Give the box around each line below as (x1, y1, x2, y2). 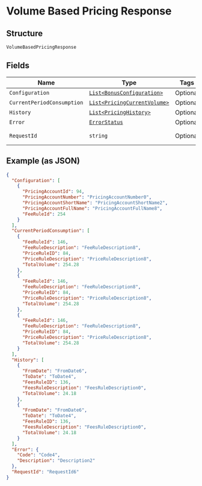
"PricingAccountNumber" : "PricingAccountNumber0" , (22, 194, 152, 200)
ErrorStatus (89, 119, 123, 125)
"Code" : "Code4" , (17, 452, 61, 458)
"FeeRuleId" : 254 (22, 211, 66, 217)
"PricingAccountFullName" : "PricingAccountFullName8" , (22, 205, 163, 212)
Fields (6, 60, 30, 71)
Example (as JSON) (6, 156, 80, 166)
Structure (6, 28, 43, 39)
